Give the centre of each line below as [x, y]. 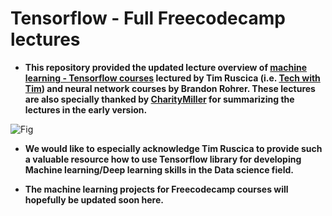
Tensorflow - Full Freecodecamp [148, 18]
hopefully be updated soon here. [94, 199]
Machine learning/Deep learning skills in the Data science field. [159, 169]
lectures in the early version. [86, 109]
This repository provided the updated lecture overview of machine [166, 67]
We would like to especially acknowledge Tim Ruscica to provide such [173, 148]
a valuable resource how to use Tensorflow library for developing [163, 159]
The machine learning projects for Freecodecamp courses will [156, 189]
